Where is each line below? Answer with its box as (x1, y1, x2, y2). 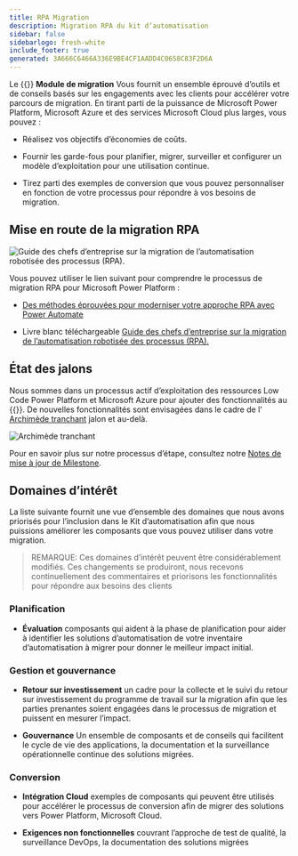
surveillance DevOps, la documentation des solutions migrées (21, 837, 249, 848)
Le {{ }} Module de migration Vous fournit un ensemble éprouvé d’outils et (9, 79, 280, 89)
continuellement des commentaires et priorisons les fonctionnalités (30, 571, 278, 582)
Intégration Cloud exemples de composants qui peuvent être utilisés (21, 791, 275, 802)
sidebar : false (9, 29, 66, 38)
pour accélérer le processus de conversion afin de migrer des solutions (21, 801, 285, 812)
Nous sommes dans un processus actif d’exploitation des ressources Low (9, 384, 279, 396)
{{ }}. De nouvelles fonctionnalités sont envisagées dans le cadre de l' (9, 404, 262, 415)
